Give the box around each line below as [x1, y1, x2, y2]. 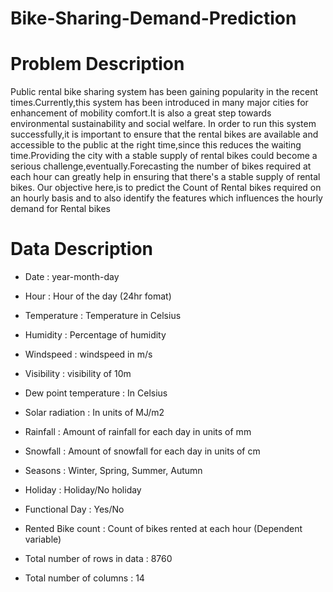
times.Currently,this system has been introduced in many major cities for [10, 97, 309, 109]
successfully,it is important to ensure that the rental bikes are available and [10, 128, 319, 141]
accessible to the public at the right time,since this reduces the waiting [10, 139, 302, 151]
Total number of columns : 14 [24, 572, 145, 584]
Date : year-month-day [24, 271, 120, 283]
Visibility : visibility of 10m [24, 368, 132, 380]
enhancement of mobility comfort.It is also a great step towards [10, 107, 272, 119]
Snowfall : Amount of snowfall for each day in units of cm [24, 445, 261, 457]
